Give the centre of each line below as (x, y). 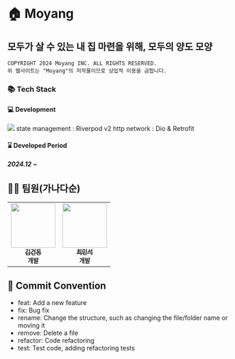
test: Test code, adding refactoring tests (76, 348)
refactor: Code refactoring (56, 340)
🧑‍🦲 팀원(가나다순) (44, 188)
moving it (31, 325)
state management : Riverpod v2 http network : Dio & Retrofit (105, 129)
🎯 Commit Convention (57, 285)
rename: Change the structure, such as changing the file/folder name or (123, 318)
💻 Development (32, 109)
